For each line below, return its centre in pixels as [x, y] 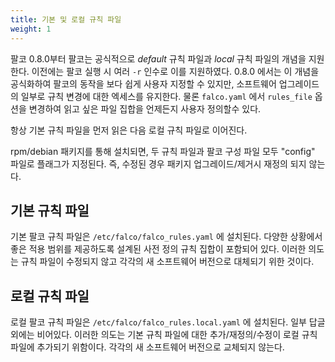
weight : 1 [31, 29]
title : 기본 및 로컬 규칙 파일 [66, 19]
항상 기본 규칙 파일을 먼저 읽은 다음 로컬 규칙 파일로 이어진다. [129, 130]
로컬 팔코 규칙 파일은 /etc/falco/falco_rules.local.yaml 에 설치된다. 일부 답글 [168, 322]
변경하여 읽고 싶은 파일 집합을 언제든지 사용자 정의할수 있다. [145, 108]
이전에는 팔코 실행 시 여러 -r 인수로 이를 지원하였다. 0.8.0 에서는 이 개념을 [175, 71]
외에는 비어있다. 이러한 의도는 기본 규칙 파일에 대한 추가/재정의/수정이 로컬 [155, 335]
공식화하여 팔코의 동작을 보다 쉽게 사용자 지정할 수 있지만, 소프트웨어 [143, 83]
